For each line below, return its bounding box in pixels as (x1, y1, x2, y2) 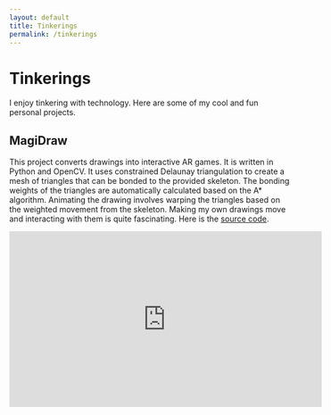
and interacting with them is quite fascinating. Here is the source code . (9, 213, 269, 224)
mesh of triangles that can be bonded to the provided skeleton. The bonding (9, 176, 290, 187)
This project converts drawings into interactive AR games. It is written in (9, 157, 274, 168)
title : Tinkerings (9, 21, 78, 30)
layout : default (9, 12, 70, 22)
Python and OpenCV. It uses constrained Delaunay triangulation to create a (9, 166, 285, 177)
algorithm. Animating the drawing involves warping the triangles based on (9, 195, 281, 205)
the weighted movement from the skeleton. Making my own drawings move (9, 204, 286, 215)
